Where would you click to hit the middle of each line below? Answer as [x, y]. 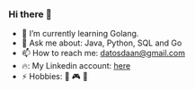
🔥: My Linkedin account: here [76, 66]
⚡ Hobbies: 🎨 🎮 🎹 [55, 77]
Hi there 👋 [31, 14]
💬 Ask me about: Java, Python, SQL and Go [102, 43]
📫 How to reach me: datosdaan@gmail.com [103, 53]
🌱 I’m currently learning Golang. [80, 34]
